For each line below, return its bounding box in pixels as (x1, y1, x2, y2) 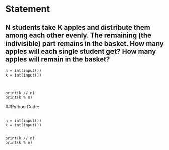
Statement (5, 3, 50, 15)
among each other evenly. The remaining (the (5, 31, 152, 40)
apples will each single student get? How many (5, 47, 156, 56)
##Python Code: (5, 104, 39, 109)
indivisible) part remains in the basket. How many (5, 39, 164, 48)
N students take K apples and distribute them (5, 23, 150, 32)
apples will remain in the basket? (5, 55, 110, 63)
